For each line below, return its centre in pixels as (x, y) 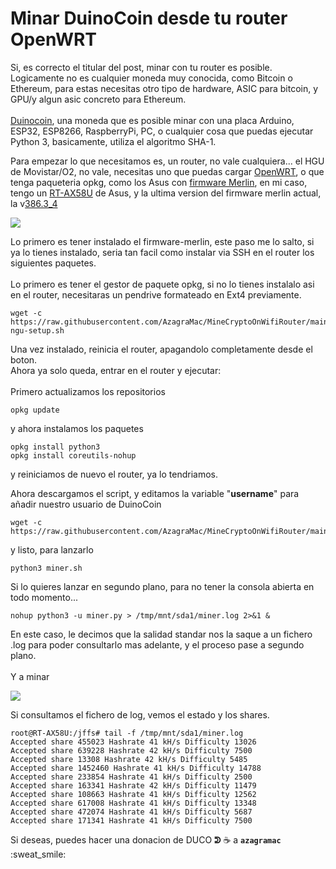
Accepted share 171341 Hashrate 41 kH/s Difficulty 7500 (131, 820)
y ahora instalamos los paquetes (77, 428)
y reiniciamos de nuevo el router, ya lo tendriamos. (114, 474)
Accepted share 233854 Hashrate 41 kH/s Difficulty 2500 (131, 777)
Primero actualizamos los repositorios (88, 391)
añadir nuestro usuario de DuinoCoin (86, 504)
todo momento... (44, 597)
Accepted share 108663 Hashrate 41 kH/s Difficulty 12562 (133, 794)
